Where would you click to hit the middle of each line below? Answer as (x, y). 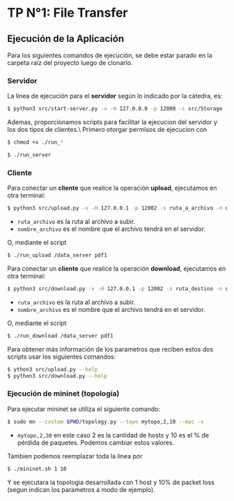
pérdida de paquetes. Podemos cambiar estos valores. (96, 442)
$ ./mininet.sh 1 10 (37, 469)
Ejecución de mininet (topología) (63, 394)
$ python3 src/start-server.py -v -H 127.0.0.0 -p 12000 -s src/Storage (115, 109)
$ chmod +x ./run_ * (36, 142)
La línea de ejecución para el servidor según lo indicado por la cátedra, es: (115, 96)
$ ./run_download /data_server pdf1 (60, 336)
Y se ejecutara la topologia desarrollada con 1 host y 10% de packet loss (111, 482)
